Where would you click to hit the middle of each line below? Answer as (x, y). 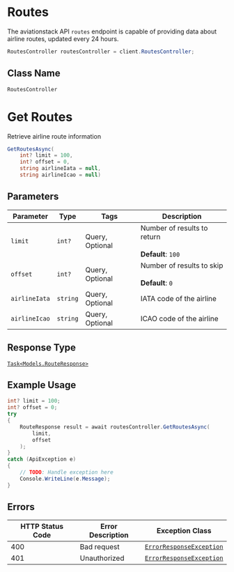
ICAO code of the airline (179, 318)
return (150, 236)
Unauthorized (102, 558)
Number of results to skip (182, 265)
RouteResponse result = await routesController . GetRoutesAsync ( (115, 427)
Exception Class (184, 531)
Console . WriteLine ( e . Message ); (65, 479)
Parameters (33, 197)
